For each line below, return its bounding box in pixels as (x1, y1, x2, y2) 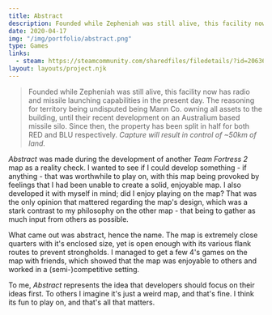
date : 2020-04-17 (8, 27, 67, 35)
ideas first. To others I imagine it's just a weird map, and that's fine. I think (8, 288, 255, 298)
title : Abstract (8, 11, 63, 20)
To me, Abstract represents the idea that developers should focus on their (8, 280, 255, 290)
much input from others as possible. (8, 214, 130, 223)
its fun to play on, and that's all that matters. (8, 297, 155, 307)
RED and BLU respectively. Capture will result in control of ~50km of (28, 130, 257, 139)
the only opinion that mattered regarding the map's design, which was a (8, 197, 249, 206)
